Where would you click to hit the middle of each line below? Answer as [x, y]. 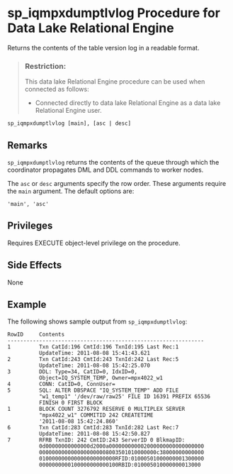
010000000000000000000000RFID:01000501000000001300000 [121, 459]
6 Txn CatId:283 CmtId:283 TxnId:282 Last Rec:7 [93, 428]
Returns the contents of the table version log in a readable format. [103, 48]
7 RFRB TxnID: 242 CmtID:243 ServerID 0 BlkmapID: [96, 440]
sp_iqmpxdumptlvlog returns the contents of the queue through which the [113, 162]
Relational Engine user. [68, 111]
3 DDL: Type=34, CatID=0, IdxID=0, [73, 372]
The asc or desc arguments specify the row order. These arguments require [117, 184]
